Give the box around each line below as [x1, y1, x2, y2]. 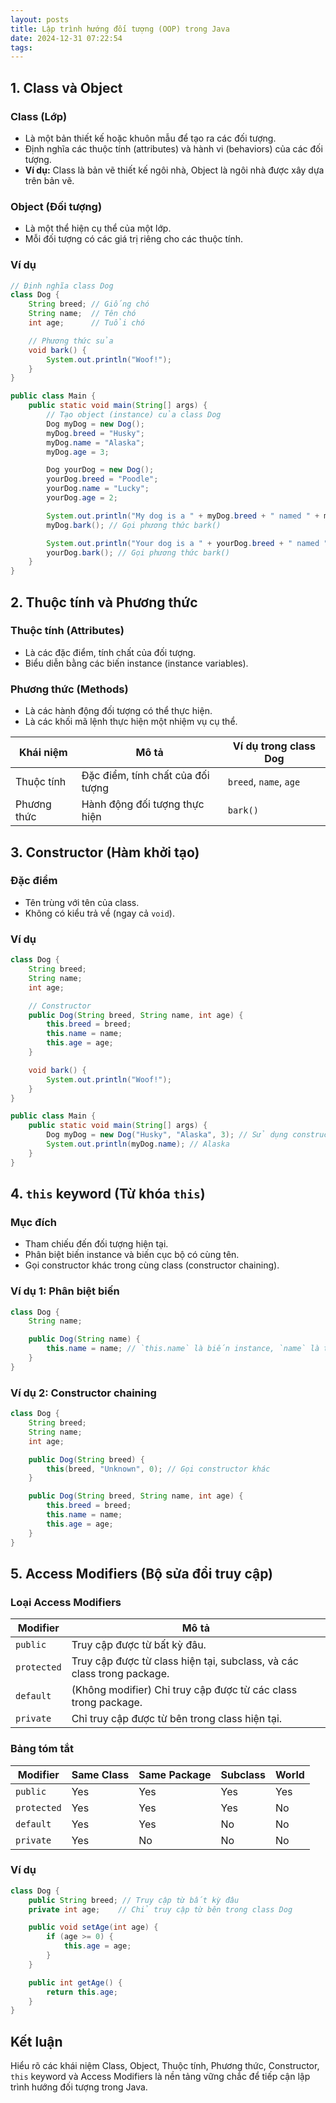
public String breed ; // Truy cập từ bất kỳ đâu [28, 1895, 240, 1905]
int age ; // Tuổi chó [28, 318, 145, 328]
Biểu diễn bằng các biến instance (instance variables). [24, 657, 249, 669]
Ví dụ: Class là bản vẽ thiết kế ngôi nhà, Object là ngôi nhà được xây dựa [24, 164, 325, 176]
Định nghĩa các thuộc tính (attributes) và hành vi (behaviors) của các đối [24, 142, 323, 155]
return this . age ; [46, 1987, 118, 1997]
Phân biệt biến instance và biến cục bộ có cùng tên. [24, 1249, 240, 1261]
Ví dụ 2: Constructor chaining [10, 1386, 157, 1400]
